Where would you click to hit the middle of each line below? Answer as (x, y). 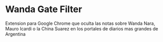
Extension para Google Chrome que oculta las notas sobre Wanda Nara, (80, 23)
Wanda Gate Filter (44, 9)
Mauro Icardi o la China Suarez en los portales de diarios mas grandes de (82, 28)
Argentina (15, 34)
